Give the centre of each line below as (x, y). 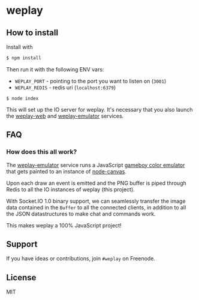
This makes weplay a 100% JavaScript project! (64, 225)
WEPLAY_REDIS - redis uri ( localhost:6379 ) (65, 87)
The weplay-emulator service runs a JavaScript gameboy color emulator (96, 165)
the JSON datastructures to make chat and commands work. (81, 214)
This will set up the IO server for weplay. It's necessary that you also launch (99, 109)
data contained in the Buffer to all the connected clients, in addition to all (96, 207)
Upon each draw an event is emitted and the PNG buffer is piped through (97, 183)
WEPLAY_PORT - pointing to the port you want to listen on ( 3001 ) (91, 81)
